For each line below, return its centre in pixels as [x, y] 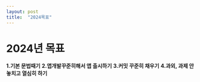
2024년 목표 [36, 48]
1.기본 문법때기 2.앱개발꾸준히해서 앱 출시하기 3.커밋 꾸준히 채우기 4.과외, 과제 [97, 66]
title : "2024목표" [29, 17]
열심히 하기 [35, 73]
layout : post [22, 12]
